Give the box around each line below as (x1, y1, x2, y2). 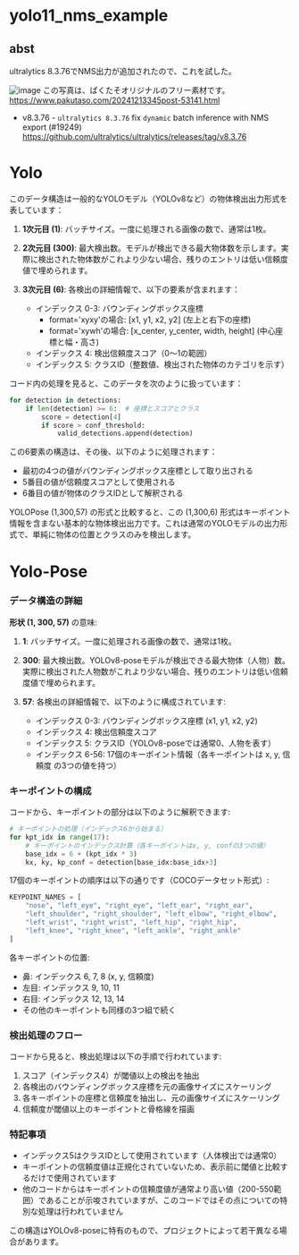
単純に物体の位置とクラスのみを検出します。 (32, 529, 196, 540)
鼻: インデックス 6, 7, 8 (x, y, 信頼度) (21, 970, 154, 981)
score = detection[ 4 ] (41, 413, 122, 422)
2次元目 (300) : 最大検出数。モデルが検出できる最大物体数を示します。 (21, 243, 281, 253)
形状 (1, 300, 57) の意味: (9, 617, 98, 627)
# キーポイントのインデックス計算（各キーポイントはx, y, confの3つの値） (25, 841, 270, 850)
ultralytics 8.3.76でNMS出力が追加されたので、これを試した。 (9, 66, 237, 76)
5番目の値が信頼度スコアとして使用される (21, 476, 176, 488)
